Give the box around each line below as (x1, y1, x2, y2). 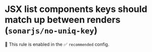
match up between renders (5, 14, 121, 25)
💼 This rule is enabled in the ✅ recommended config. (5, 41, 110, 47)
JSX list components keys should (5, 3, 147, 15)
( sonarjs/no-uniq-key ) (5, 25, 98, 36)
